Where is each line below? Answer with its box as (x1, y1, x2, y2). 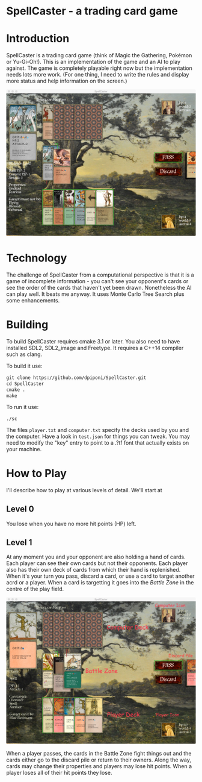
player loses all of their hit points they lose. (6, 769, 112, 777)
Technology (6, 251, 67, 265)
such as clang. (6, 351, 43, 358)
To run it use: (6, 403, 39, 410)
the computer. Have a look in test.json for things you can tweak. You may (6, 433, 191, 440)
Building (6, 318, 49, 332)
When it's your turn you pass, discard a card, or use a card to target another (6, 572, 195, 580)
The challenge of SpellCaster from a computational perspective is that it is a (6, 271, 194, 278)
